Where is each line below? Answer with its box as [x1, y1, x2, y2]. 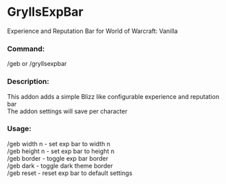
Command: [7, 44, 45, 54]
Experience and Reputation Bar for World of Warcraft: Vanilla [7, 27, 178, 35]
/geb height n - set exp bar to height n [7, 147, 115, 155]
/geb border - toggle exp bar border [7, 154, 108, 162]
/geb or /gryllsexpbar [7, 60, 67, 68]
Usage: [7, 124, 32, 134]
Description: [7, 77, 49, 87]
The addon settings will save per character [7, 107, 128, 115]
